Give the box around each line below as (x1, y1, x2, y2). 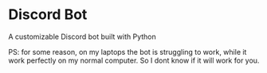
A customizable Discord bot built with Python (8, 32, 157, 41)
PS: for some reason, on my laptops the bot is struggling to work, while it (8, 47, 247, 56)
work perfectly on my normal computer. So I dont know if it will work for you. (8, 56, 260, 65)
